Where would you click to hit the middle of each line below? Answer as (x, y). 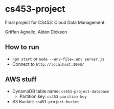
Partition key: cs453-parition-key (53, 96)
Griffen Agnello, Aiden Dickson (36, 32)
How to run (22, 47)
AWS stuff (21, 80)
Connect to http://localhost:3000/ (48, 64)
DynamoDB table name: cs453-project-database (61, 91)
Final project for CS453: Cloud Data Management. (56, 22)
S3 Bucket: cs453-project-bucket (46, 101)
